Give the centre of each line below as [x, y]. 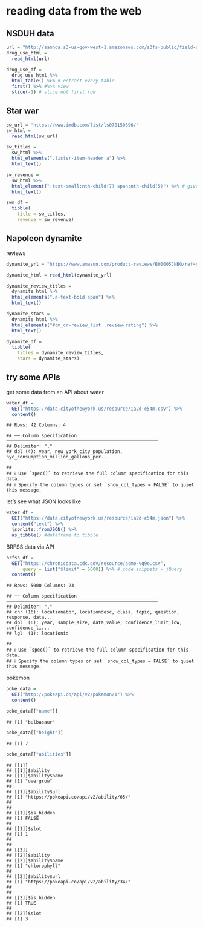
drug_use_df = [24, 70]
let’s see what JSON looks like [44, 501]
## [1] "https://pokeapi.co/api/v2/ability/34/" [69, 882]
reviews [16, 253]
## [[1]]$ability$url [34, 791]
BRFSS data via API [30, 547]
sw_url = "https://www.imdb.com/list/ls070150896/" [72, 125]
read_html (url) [31, 59]
